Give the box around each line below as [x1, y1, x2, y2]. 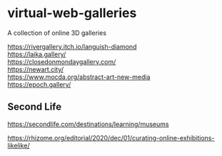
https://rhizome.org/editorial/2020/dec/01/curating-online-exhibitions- [7, 133, 215, 142]
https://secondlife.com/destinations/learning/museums [7, 120, 169, 128]
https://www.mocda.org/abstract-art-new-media [7, 73, 151, 81]
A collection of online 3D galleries [7, 28, 107, 37]
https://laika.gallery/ [7, 50, 66, 58]
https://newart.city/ [7, 65, 64, 73]
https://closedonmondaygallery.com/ [7, 57, 116, 66]
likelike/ [7, 141, 30, 150]
